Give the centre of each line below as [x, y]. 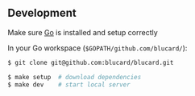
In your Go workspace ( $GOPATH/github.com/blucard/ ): [97, 48]
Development [42, 13]
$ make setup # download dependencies [75, 77]
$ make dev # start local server [69, 84]
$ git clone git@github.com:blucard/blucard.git [91, 62]
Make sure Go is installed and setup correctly [83, 32]
